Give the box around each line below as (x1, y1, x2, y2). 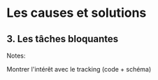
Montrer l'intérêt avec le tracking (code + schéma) (6, 65, 152, 73)
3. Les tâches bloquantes (6, 33, 119, 45)
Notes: (6, 51, 26, 60)
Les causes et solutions (6, 5, 147, 21)
